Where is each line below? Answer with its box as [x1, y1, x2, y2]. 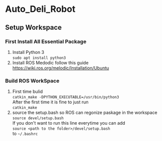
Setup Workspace [5, 23, 62, 32]
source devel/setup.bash [12, 116, 64, 121]
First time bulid [12, 89, 43, 94]
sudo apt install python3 [12, 55, 66, 60]
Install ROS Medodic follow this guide [12, 59, 89, 65]
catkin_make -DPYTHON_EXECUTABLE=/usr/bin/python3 [12, 95, 119, 100]
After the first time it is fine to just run [12, 99, 89, 105]
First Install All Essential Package [5, 38, 87, 45]
